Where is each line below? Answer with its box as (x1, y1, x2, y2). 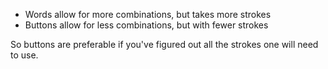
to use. (10, 49, 39, 61)
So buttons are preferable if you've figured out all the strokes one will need (10, 39, 319, 50)
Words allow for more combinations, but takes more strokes (24, 9, 272, 20)
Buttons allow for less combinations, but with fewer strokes (24, 19, 269, 31)
